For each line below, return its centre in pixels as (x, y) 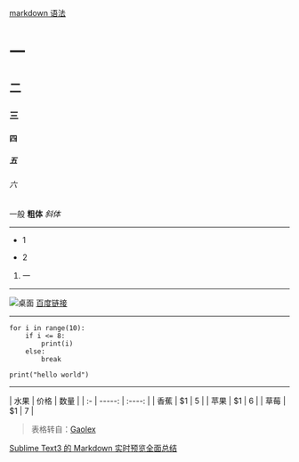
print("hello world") (49, 375)
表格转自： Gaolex (63, 429)
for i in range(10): (48, 328)
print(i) (57, 344)
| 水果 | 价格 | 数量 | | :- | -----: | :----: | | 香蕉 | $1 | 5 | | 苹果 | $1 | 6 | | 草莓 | (148, 401)
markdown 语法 (38, 13)
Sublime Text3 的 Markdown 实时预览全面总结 (93, 448)
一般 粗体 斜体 (35, 214)
